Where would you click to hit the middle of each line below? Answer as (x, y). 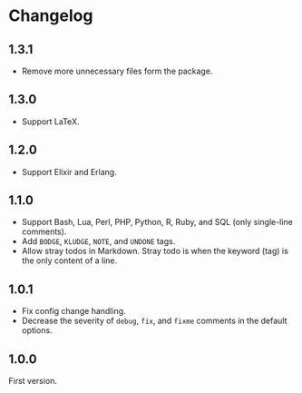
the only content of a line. (69, 260)
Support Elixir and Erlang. (69, 172)
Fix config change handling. (73, 311)
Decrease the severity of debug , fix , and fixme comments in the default (154, 321)
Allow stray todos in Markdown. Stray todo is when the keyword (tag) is (155, 251)
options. (37, 330)
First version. (33, 381)
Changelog (51, 16)
